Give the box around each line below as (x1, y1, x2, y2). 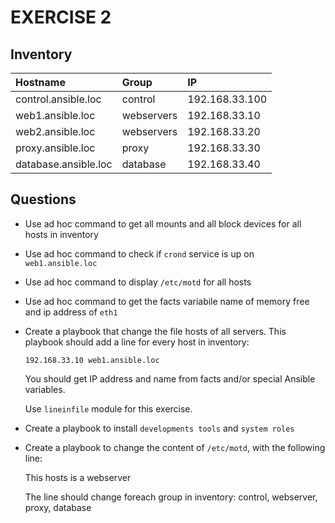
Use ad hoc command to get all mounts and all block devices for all (24, 217, 302, 230)
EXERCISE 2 (10, 6, 112, 29)
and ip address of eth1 (24, 306, 118, 318)
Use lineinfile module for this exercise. (24, 402, 193, 415)
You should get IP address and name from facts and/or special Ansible (24, 372, 316, 385)
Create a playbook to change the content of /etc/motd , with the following (24, 441, 326, 453)
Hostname (15, 76, 66, 89)
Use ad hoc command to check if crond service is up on (24, 247, 255, 260)
